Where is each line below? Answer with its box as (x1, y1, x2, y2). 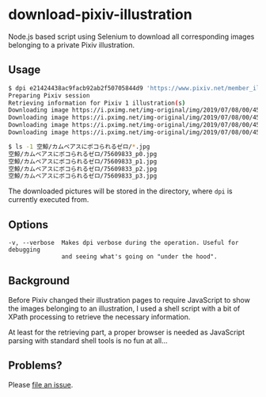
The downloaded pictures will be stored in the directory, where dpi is (8, 186, 233, 196)
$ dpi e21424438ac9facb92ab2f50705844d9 (8, 84, 144, 92)
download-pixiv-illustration (8, 6, 192, 24)
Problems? (8, 359, 63, 372)
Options (8, 218, 49, 231)
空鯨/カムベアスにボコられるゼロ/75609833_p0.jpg (8, 150, 158, 158)
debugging (8, 246, 41, 254)
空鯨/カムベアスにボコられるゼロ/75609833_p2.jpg (8, 165, 158, 173)
